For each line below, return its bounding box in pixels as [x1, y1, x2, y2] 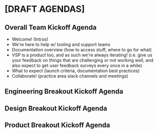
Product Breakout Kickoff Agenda [4, 121, 111, 130]
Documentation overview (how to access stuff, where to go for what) [11, 47, 152, 52]
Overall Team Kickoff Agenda [4, 23, 97, 32]
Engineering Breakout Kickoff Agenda [4, 88, 123, 96]
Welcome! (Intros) [11, 36, 48, 42]
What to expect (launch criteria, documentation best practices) [11, 68, 140, 74]
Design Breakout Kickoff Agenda [4, 104, 107, 112]
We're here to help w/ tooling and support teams [11, 42, 111, 47]
